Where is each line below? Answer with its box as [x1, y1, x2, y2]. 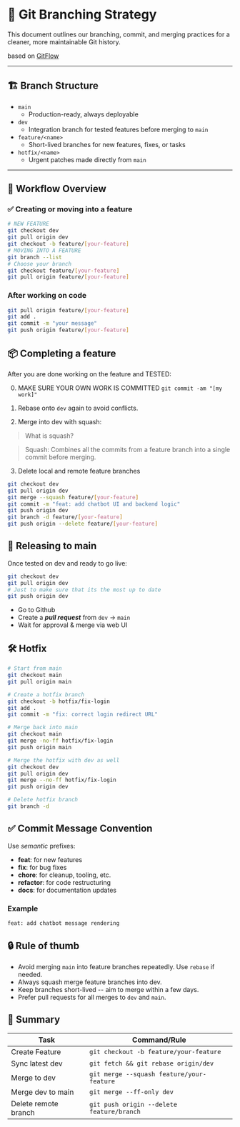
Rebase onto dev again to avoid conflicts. [17, 404, 139, 412]
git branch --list [7, 254, 62, 261]
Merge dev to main [11, 1087, 74, 1097]
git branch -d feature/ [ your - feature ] [7, 514, 123, 521]
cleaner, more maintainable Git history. [7, 37, 121, 46]
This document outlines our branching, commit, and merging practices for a [7, 30, 230, 39]
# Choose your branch [7, 260, 72, 267]
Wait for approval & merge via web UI [17, 621, 128, 629]
